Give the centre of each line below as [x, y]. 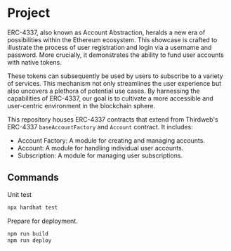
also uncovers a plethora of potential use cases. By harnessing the [104, 91]
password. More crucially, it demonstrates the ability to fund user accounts [116, 55]
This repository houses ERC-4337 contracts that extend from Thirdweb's [113, 119]
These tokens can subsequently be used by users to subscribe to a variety [115, 76]
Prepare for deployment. [43, 221]
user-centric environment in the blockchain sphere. [81, 105]
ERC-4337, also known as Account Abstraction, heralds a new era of [106, 32]
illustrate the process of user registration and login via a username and [110, 47]
